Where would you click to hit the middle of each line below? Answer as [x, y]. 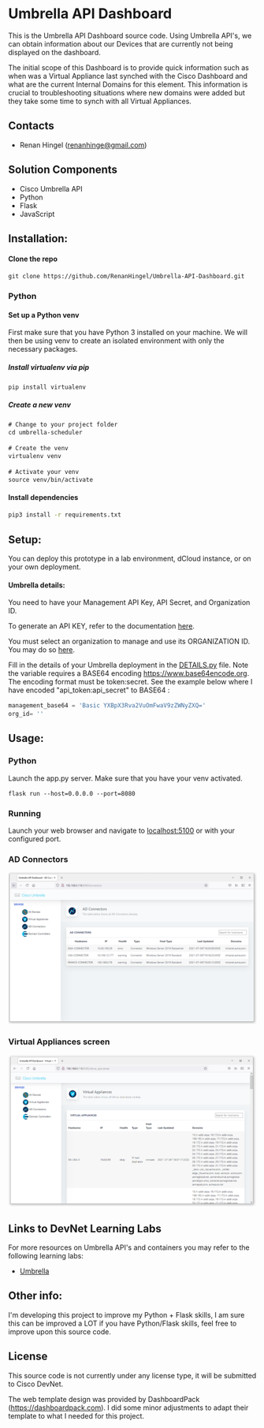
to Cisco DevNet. [36, 1384]
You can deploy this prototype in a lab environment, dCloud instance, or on [130, 559]
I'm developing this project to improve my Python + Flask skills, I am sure [126, 1314]
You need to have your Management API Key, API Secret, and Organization [129, 602]
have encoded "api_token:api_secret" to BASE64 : [89, 690]
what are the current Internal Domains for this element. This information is [128, 84]
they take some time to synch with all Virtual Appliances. [100, 101]
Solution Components [63, 170]
